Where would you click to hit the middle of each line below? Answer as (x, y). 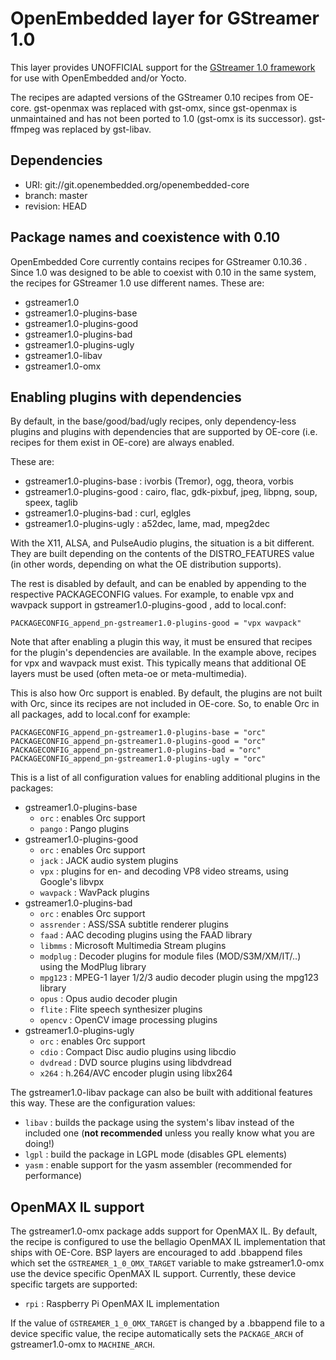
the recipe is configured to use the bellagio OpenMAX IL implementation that (168, 1242)
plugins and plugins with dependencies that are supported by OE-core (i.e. (164, 432)
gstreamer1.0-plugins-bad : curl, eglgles (108, 513)
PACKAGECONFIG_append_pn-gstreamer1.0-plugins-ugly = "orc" (138, 759)
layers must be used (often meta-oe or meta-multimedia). (129, 674)
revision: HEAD (55, 206)
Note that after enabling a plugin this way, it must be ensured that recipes (161, 642)
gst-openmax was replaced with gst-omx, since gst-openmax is (165, 108)
